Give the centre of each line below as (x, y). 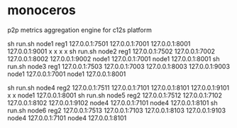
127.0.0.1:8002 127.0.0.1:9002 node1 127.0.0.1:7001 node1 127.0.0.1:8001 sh (114, 58)
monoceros (42, 10)
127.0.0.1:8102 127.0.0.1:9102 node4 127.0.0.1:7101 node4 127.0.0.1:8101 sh (112, 102)
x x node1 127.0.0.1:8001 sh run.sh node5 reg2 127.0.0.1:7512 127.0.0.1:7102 (115, 95)
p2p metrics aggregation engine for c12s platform (80, 30)
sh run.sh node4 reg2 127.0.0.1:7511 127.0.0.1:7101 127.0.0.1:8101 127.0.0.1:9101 (118, 87)
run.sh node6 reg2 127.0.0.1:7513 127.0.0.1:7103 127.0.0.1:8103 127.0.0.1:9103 (116, 110)
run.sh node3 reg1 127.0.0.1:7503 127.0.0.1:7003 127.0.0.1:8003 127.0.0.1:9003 (119, 66)
